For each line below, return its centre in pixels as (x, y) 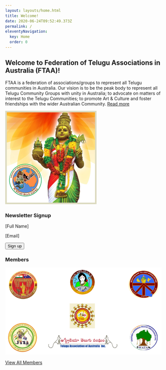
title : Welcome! (22, 16)
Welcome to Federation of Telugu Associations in (83, 63)
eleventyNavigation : (27, 32)
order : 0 (19, 42)
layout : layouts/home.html (33, 10)
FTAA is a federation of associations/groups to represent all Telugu (74, 83)
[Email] (12, 236)
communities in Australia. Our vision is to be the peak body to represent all (82, 88)
